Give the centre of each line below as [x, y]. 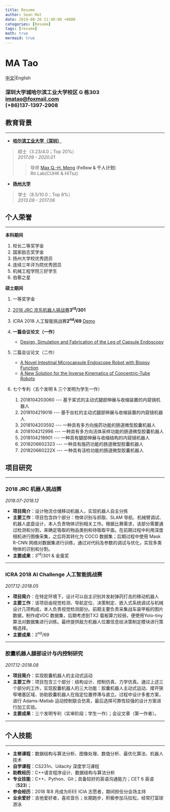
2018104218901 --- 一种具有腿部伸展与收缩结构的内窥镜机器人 [85, 438]
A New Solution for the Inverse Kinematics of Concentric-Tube [85, 373]
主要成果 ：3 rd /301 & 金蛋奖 [41, 555]
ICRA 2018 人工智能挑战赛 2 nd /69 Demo [54, 320]
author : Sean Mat [24, 15]
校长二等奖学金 [28, 246]
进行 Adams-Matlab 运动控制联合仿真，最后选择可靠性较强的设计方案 [84, 701]
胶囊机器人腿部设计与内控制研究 [44, 654]
